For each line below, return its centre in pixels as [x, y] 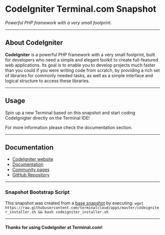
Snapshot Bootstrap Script [37, 192]
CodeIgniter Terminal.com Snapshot [81, 9]
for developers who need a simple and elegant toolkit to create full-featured [82, 59]
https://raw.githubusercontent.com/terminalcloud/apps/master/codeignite [82, 207]
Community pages [31, 170]
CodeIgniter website [33, 159]
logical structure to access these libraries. [47, 81]
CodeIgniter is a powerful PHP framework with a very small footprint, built [80, 55]
